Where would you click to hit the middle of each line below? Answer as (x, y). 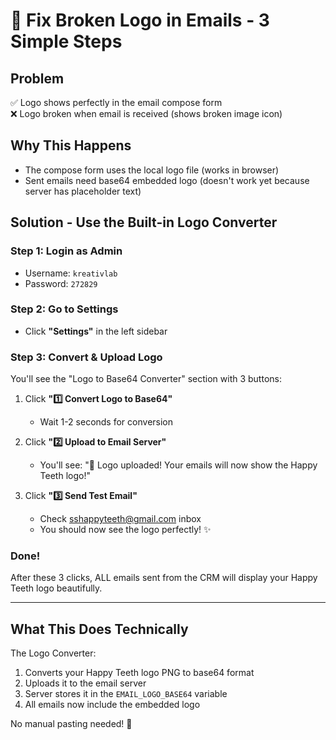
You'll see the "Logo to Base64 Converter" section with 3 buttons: (146, 379)
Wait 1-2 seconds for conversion (106, 422)
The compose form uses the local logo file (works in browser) (152, 170)
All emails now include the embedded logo (112, 705)
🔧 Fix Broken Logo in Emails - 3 (140, 20)
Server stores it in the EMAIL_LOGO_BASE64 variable (126, 694)
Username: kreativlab (71, 273)
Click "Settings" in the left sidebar (96, 331)
